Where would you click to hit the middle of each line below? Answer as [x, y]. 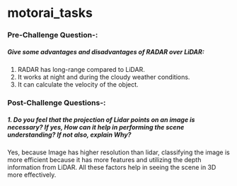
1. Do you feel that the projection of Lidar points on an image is [101, 119]
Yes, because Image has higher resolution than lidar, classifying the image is [118, 152]
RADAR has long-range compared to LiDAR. [81, 70]
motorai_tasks [50, 13]
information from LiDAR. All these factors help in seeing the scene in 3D [112, 167]
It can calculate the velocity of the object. [78, 85]
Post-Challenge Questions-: [57, 103]
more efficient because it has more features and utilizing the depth [104, 159]
